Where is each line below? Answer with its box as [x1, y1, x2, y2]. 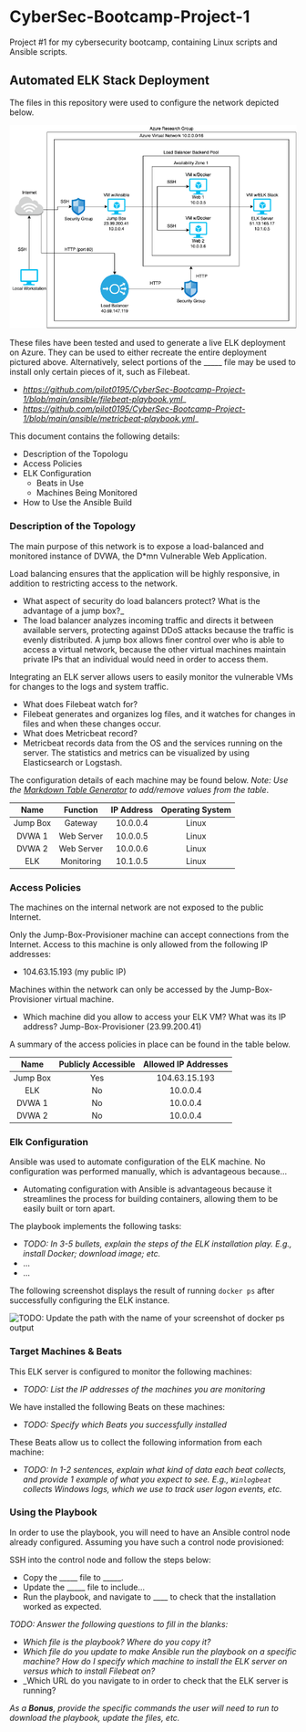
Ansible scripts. [9, 46, 68, 57]
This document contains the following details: [9, 431, 180, 442]
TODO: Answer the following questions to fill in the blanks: [9, 1618, 229, 1630]
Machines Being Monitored [36, 487, 138, 498]
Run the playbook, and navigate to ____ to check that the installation [22, 1591, 276, 1602]
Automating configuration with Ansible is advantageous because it [22, 1184, 272, 1195]
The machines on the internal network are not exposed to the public [9, 902, 264, 913]
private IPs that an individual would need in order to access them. [22, 653, 269, 664]
